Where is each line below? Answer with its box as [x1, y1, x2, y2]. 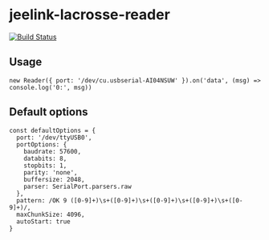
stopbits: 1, [23, 162, 67, 170]
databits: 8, [23, 154, 67, 162]
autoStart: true [16, 218, 71, 226]
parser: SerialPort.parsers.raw [23, 182, 132, 190]
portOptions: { [16, 140, 67, 149]
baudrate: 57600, [23, 147, 82, 155]
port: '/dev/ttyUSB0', [16, 134, 92, 142]
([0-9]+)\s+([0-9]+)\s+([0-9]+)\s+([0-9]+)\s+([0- [70, 196, 243, 205]
